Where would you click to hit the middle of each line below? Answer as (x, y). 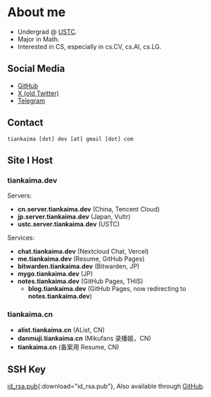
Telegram (31, 100)
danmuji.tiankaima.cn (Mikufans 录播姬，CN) (84, 338)
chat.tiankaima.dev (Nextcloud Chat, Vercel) (83, 252)
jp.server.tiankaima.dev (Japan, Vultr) (74, 217)
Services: (21, 238)
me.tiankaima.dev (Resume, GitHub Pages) (81, 259)
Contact (25, 123)
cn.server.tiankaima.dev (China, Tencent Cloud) (89, 209)
